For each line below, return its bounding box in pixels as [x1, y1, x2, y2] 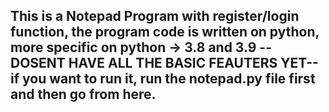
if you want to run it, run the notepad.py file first [10, 70, 316, 88]
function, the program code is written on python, [10, 24, 320, 41]
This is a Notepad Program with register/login [10, 8, 300, 25]
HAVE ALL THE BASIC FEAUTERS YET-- [68, 55, 319, 72]
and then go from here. [10, 86, 157, 103]
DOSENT [10, 55, 66, 72]
